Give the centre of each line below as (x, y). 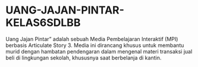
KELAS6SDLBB (43, 23)
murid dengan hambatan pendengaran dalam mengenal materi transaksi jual (99, 51)
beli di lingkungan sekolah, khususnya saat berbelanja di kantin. (84, 58)
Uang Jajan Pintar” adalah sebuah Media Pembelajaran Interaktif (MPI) (92, 39)
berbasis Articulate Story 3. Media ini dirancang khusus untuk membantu (95, 45)
